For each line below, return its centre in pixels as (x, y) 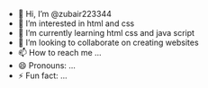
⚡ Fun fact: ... (42, 75)
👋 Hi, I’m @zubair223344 (65, 14)
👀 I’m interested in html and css (76, 23)
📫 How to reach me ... (59, 53)
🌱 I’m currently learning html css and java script (106, 33)
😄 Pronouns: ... (47, 66)
